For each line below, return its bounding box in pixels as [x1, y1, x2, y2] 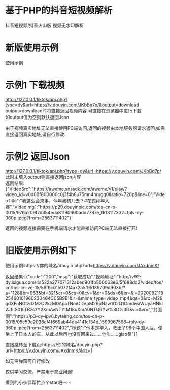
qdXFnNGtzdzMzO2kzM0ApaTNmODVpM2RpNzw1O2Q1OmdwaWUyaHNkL [5, 300, 164, 306]
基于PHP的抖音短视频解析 [5, 5, 113, 16]
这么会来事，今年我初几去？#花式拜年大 [26, 197, 110, 203]
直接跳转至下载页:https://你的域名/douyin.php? [5, 341, 103, 347]
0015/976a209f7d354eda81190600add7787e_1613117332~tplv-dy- [5, 209, 144, 215]
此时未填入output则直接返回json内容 [5, 174, 81, 180]
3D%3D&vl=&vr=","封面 [113, 306, 162, 313]
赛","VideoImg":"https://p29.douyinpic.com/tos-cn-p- [5, 204, 118, 210]
